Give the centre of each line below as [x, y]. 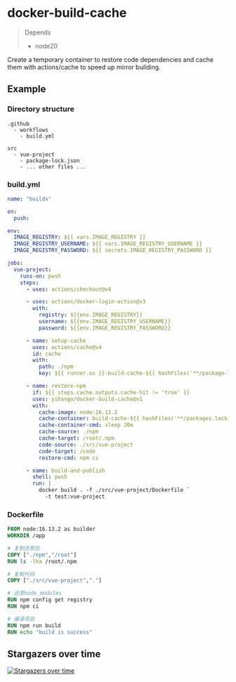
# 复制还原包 [24, 548]
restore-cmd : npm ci [68, 458]
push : [22, 218]
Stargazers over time [54, 654]
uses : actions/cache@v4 [67, 347]
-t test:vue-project [75, 497]
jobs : [15, 263]
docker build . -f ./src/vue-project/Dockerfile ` [114, 490]
